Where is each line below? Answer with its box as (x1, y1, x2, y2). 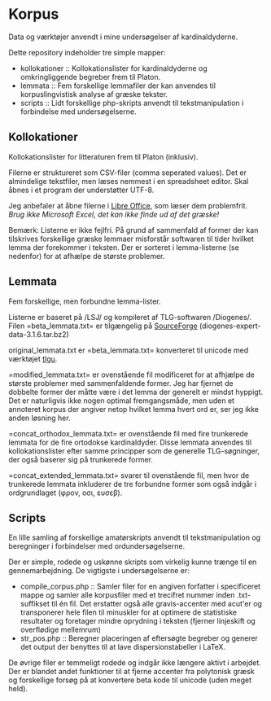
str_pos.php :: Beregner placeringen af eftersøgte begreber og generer (20, 633, 259, 643)
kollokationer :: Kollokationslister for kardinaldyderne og (20, 63, 208, 73)
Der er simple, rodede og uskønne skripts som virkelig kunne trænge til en (8, 557, 257, 567)
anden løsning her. (8, 413, 71, 423)
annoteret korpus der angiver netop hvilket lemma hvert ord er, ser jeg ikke (8, 404, 259, 414)
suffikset (20, 599, 50, 609)
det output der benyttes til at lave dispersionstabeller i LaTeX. (20, 642, 226, 652)
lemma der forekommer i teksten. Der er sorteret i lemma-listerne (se (8, 242, 240, 252)
